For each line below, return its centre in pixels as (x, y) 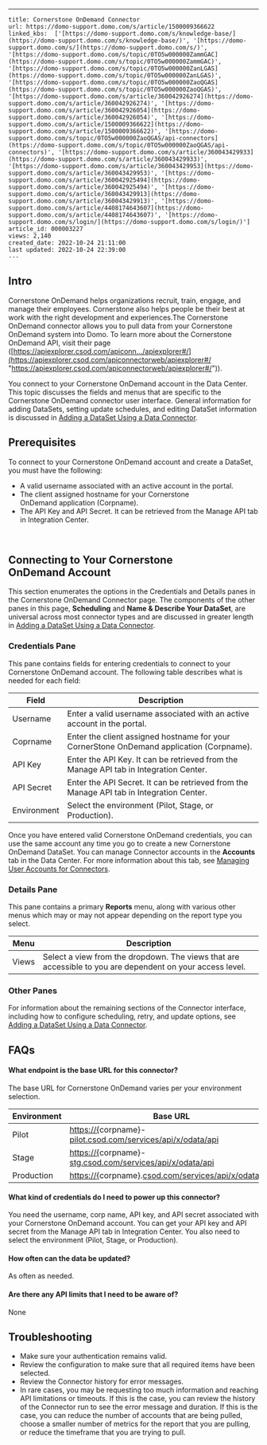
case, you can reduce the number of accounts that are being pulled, (131, 1416)
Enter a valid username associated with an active (158, 713)
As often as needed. (41, 1276)
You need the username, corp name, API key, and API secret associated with (133, 1215)
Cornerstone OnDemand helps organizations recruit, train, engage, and (124, 300)
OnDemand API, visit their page (60, 343)
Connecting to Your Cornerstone (91, 560)
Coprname (32, 741)
